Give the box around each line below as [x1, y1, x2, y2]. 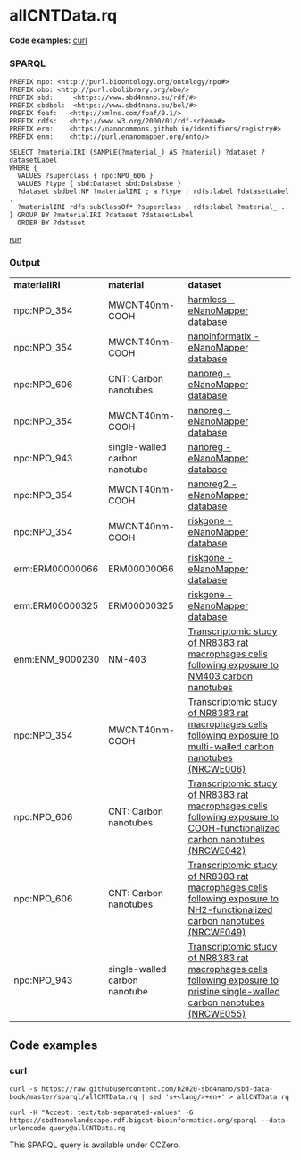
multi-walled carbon [187, 740, 275, 752]
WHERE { [9, 164, 38, 173]
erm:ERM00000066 [13, 563, 99, 575]
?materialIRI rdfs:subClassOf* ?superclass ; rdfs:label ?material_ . [17, 203, 286, 212]
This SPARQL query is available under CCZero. [9, 1139, 181, 1150]
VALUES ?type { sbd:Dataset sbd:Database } [17, 180, 181, 189]
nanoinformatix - [187, 330, 261, 343]
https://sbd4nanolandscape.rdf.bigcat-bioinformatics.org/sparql [9, 1116, 257, 1125]
